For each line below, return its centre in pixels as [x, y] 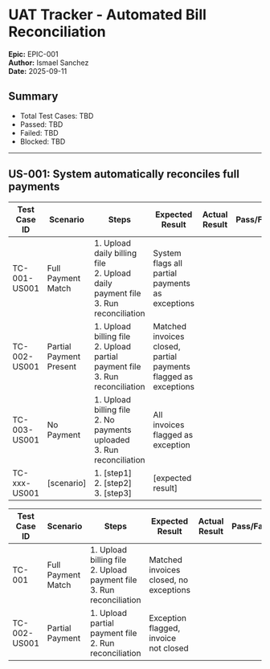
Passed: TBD [41, 124]
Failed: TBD [39, 133]
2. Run [102, 642]
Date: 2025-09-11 [38, 71]
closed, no [168, 580]
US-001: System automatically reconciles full [124, 174]
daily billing [115, 253]
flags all [168, 263]
